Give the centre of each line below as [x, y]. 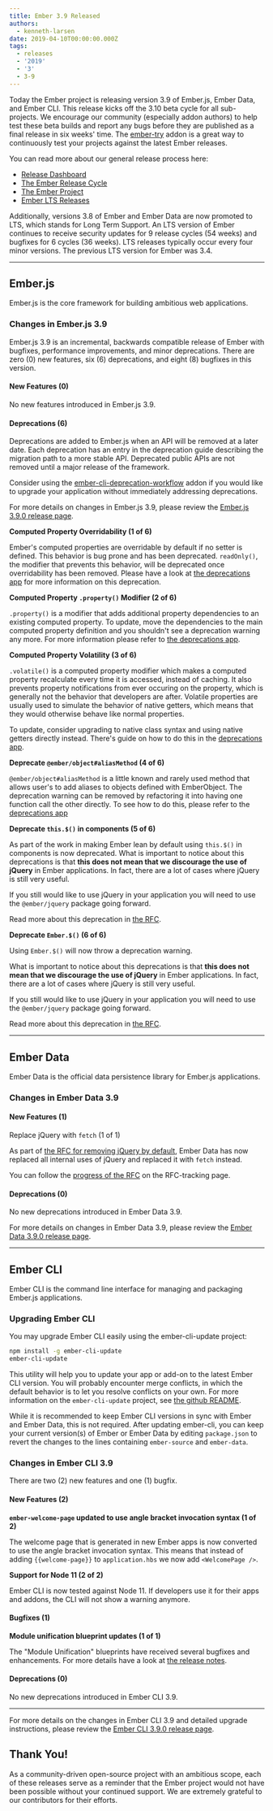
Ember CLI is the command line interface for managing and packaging [126, 1289]
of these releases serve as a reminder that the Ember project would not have [137, 1783]
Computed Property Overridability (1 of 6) [81, 532]
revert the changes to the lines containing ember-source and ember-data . [129, 1442]
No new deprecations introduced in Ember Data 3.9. [96, 1212]
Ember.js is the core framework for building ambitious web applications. [129, 303]
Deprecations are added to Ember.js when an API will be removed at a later [134, 441]
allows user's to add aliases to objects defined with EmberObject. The [126, 787]
